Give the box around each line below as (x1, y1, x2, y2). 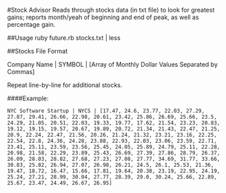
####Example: (7, 94, 49, 102)
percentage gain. (7, 21, 56, 28)
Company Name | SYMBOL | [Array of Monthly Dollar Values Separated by (7, 60, 218, 68)
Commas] (7, 68, 35, 76)
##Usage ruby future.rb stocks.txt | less (7, 34, 121, 42)
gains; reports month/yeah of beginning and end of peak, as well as (7, 13, 199, 21)
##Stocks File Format (7, 47, 68, 55)
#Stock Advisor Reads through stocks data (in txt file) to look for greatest (7, 6, 215, 14)
